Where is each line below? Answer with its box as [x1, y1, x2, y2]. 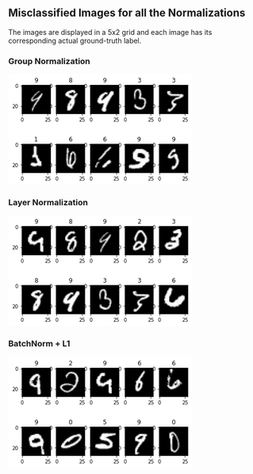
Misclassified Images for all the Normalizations [8, 6, 246, 20]
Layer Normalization [8, 197, 89, 208]
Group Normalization [8, 55, 91, 67]
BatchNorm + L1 [8, 338, 71, 350]
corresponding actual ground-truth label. [8, 36, 142, 45]
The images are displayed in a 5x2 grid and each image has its [8, 27, 213, 36]
